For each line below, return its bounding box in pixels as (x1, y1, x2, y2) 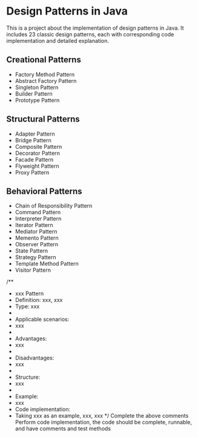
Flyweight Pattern (15, 162, 59, 169)
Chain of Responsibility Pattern (15, 202, 93, 209)
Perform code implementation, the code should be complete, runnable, (15, 419, 193, 426)
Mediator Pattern (15, 228, 58, 235)
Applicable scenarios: (15, 316, 70, 323)
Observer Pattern (15, 241, 59, 248)
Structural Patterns (6, 114, 80, 125)
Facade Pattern (15, 156, 53, 163)
